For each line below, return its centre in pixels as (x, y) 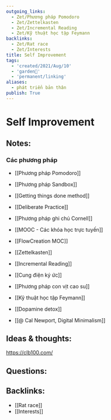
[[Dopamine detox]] (38, 309)
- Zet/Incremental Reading (44, 28)
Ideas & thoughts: (39, 339)
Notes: (18, 144)
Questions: (27, 371)
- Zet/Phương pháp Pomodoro (46, 17)
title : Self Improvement (36, 55)
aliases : (17, 82)
